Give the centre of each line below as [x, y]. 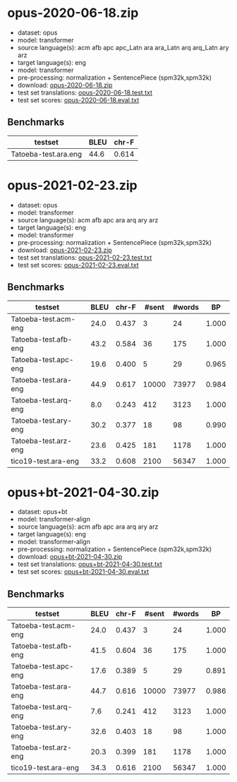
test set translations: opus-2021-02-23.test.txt [85, 257]
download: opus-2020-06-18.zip [65, 85]
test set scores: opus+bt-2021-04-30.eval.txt [83, 572]
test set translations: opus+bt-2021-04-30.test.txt [90, 564]
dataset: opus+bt [42, 512]
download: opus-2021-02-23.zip [65, 250]
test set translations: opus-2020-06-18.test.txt [85, 92]
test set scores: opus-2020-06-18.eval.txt [78, 100]
